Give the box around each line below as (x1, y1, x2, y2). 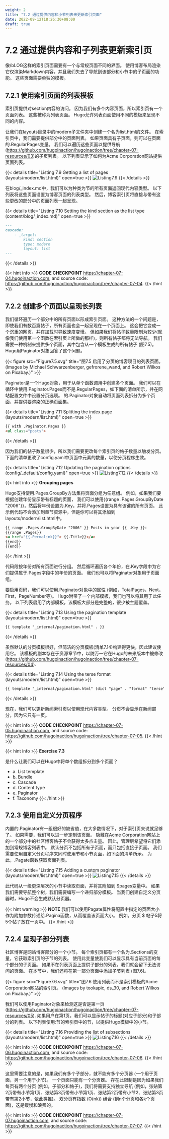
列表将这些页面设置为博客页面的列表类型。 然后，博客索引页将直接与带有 (5, 192, 156, 197)
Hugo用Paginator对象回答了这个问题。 (5, 347, 85, 353)
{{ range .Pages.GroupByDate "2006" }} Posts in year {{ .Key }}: (5, 525, 147, 530)
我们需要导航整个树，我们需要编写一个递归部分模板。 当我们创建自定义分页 (5, 889, 161, 895)
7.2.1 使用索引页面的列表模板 (5, 91, 94, 100)
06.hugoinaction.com (5, 1049, 49, 1056)
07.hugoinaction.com (5, 1117, 49, 1124)
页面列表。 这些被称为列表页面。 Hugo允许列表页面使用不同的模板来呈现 (5, 112, 156, 117)
